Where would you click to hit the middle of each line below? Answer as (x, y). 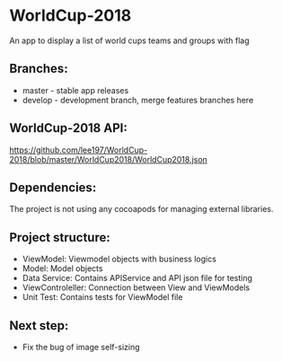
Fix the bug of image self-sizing (81, 347)
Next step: (39, 326)
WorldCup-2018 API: (68, 128)
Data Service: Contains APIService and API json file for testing (137, 278)
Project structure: (60, 238)
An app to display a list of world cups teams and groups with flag (129, 40)
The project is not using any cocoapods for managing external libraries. (141, 209)
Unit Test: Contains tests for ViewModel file (102, 297)
